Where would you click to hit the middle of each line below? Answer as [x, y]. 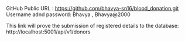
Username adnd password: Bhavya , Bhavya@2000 [68, 14]
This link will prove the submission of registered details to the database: [92, 26]
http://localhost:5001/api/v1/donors [48, 32]
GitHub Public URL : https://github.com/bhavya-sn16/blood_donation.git [92, 8]
